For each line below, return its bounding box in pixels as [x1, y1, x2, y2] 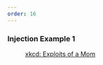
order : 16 [7, 10, 37, 18]
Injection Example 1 [7, 33, 76, 43]
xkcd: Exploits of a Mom [25, 49, 96, 58]
